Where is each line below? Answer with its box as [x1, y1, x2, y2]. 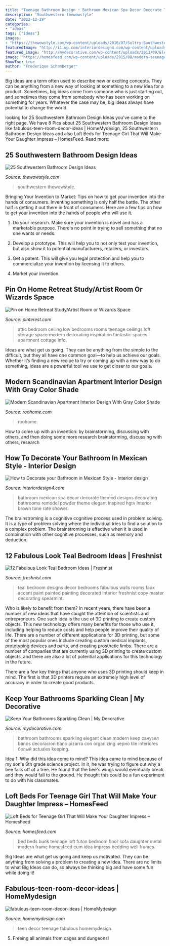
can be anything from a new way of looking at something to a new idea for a [5, 83, 164, 89]
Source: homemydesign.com [5, 915, 65, 922]
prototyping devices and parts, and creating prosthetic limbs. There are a [5, 643, 158, 649]
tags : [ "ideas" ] [5, 31, 39, 36]
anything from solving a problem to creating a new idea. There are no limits [5, 859, 162, 865]
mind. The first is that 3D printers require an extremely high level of [5, 674, 145, 680]
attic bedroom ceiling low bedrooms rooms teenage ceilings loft [17, 326, 151, 332]
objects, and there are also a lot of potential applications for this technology [5, 654, 163, 660]
